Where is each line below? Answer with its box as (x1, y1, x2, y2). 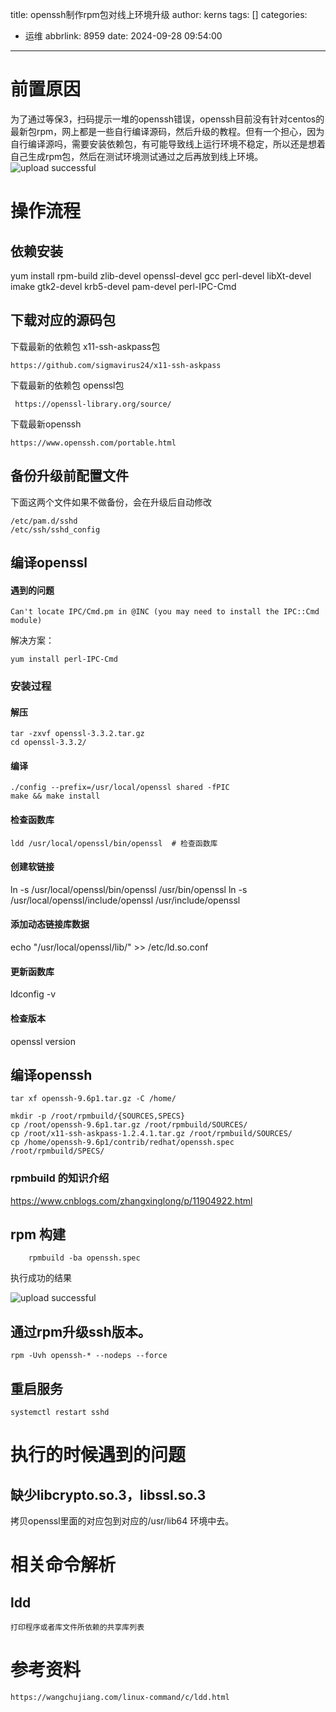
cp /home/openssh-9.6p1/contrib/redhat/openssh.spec (10, 1138, 235, 1148)
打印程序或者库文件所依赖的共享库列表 (10, 1623, 145, 1633)
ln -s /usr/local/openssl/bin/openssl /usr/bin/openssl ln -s (10, 883, 248, 895)
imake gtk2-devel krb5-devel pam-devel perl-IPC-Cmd (10, 280, 237, 292)
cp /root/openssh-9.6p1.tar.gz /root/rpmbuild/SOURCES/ (10, 1120, 248, 1130)
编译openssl (10, 554, 88, 571)
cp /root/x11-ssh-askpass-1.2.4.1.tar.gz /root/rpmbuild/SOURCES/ (10, 1129, 293, 1139)
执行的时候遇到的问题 (10, 1444, 187, 1467)
